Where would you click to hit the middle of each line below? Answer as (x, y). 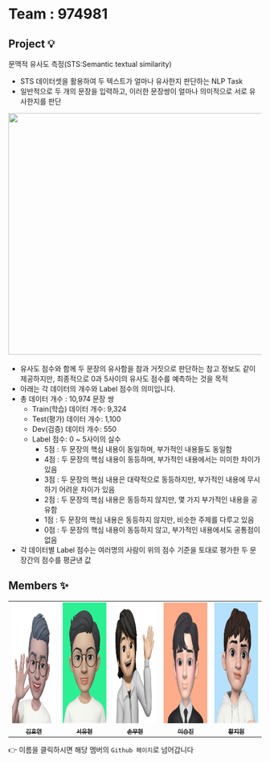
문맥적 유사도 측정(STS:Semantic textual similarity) (90, 64)
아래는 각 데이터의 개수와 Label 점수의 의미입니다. (98, 389)
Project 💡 (32, 44)
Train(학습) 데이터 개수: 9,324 (79, 409)
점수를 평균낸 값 (66, 560)
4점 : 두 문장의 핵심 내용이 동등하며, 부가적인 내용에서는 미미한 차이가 (152, 459)
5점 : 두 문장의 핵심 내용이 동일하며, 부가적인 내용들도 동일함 (138, 449)
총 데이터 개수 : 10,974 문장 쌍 (67, 399)
